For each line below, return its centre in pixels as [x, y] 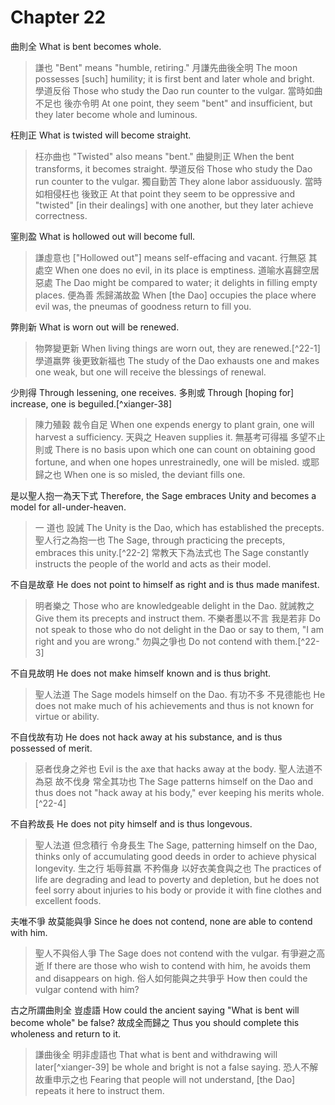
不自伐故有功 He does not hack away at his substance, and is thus [146, 737]
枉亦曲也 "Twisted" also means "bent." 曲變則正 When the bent [164, 156]
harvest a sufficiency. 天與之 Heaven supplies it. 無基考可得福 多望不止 [180, 437]
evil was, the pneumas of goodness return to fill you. [143, 306]
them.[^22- [297, 641]
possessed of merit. [51, 748]
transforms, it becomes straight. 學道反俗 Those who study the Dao [173, 168]
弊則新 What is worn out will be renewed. [95, 327]
